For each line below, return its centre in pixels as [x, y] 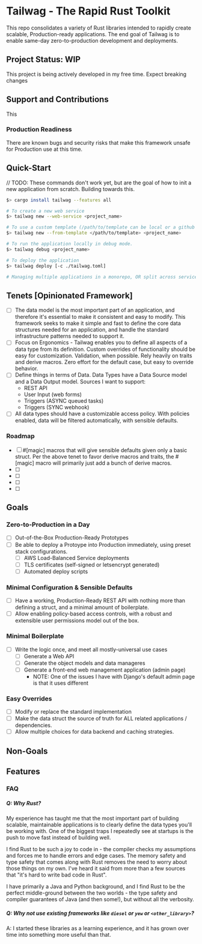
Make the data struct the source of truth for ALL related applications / [101, 719]
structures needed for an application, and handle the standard [92, 330]
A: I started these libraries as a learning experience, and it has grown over [98, 928]
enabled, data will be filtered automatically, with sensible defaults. [96, 421]
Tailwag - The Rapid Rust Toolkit [88, 11]
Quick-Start [29, 168]
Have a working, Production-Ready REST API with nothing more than [100, 600]
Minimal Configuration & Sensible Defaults [70, 587]
